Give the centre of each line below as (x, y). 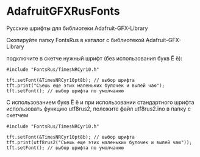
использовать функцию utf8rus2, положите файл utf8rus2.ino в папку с (98, 109)
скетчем (17, 115)
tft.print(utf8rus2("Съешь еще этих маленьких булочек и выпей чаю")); (99, 142)
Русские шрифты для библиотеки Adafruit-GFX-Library (77, 28)
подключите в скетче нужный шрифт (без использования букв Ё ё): (95, 58)
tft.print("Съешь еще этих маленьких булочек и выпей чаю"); (86, 86)
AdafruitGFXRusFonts (63, 11)
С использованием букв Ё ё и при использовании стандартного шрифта (100, 102)
